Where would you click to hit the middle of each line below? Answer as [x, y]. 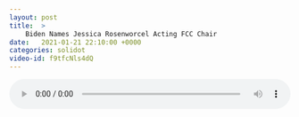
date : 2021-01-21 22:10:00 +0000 [75, 42]
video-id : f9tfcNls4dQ [51, 58]
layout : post [33, 17]
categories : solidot [48, 51]
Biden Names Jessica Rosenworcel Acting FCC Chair [121, 34]
